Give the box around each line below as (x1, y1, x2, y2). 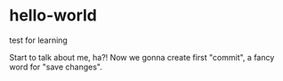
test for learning (9, 35, 69, 45)
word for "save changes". (9, 61, 102, 72)
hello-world (9, 5, 98, 26)
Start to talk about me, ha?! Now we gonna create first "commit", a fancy (9, 52, 275, 62)
